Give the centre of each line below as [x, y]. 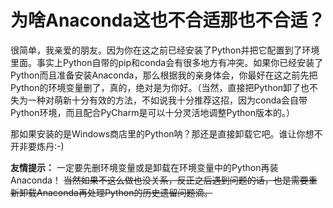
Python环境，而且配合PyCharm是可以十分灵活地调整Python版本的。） [153, 112]
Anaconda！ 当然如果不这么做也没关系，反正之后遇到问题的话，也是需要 [159, 180]
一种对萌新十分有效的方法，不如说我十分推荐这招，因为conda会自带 [167, 100]
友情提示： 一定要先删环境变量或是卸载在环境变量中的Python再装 [144, 167]
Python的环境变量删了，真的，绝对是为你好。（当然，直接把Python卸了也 [160, 87]
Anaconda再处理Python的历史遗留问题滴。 [124, 192]
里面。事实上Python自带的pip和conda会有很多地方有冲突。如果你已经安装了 [167, 62]
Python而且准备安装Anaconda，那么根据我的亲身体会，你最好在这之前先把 [164, 75]
